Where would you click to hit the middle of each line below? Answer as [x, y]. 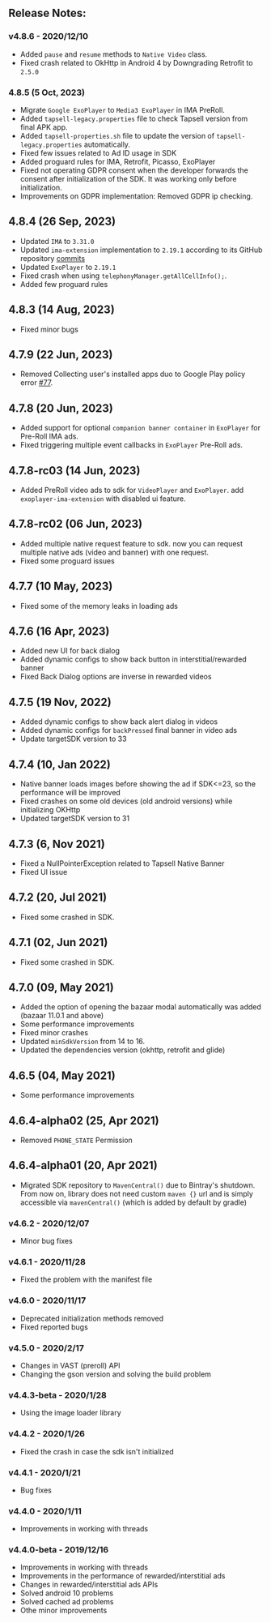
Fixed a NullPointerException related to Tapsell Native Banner [122, 863]
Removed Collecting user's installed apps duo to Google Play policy [133, 374]
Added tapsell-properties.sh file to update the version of [117, 135]
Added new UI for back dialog [70, 651]
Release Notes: [47, 13]
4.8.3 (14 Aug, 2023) [61, 310]
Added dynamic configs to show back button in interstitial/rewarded [133, 659]
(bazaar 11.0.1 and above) [62, 1016]
